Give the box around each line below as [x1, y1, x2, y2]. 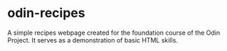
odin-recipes [7, 5, 85, 21]
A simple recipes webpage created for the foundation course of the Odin [7, 28, 221, 37]
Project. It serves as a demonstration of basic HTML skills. [7, 35, 178, 44]
